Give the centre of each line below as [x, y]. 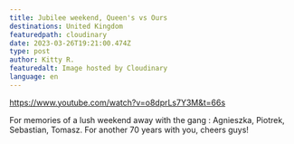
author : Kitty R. [42, 60]
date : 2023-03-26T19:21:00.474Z [70, 43]
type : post [30, 52]
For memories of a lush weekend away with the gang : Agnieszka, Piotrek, [147, 120]
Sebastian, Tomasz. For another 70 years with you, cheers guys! [129, 130]
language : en [34, 77]
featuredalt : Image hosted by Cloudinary [89, 69]
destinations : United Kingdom [66, 26]
